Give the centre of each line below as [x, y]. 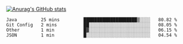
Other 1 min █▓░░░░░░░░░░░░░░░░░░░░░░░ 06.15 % [92, 30]
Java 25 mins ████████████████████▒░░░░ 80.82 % [92, 20]
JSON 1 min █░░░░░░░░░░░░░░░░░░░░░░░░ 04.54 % [92, 35]
